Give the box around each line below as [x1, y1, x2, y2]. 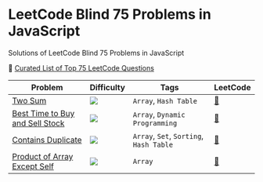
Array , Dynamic [132, 108, 186, 119]
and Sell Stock [12, 118, 65, 129]
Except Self [12, 161, 55, 172]
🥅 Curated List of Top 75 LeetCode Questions [8, 63, 155, 72]
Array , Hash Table [132, 95, 198, 106]
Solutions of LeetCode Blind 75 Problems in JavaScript [8, 48, 185, 57]
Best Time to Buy [12, 107, 75, 118]
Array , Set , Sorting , [132, 130, 204, 141]
